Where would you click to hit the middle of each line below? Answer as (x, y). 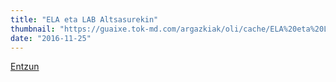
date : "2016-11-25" (51, 38)
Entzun (25, 67)
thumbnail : (33, 29)
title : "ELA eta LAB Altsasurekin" (84, 19)
